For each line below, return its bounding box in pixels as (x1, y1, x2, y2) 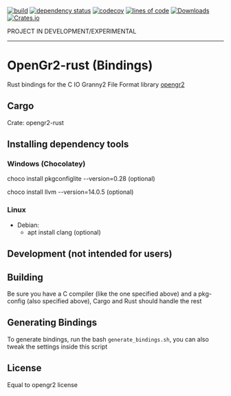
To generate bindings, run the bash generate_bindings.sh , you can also (7, 335, 210, 343)
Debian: (16, 221, 40, 229)
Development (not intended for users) (7, 248, 173, 260)
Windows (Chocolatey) (7, 159, 86, 168)
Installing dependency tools (7, 138, 129, 151)
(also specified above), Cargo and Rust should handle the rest (26, 296, 202, 305)
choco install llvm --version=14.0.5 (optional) (7, 188, 134, 196)
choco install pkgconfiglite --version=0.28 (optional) (7, 175, 156, 183)
